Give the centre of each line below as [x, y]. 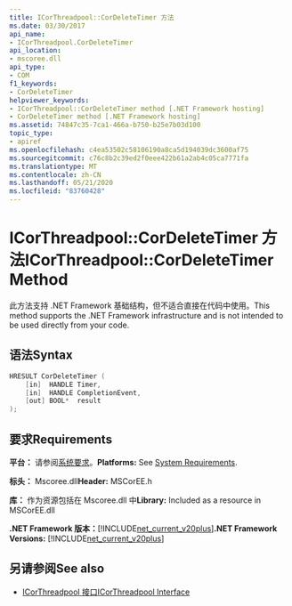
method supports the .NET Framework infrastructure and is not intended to [146, 315]
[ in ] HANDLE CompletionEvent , [83, 392]
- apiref [25, 141]
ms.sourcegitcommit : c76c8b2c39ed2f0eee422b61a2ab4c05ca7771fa [129, 158]
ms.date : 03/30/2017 [48, 26]
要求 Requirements [61, 439]
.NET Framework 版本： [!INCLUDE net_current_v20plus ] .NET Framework [143, 528]
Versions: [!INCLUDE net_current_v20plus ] [87, 538]
